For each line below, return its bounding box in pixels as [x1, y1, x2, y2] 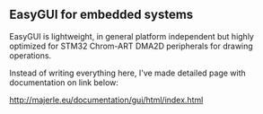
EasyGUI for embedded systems [9, 7, 194, 22]
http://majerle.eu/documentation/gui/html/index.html [9, 94, 204, 105]
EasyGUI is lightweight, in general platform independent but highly [9, 31, 254, 41]
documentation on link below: [9, 76, 119, 88]
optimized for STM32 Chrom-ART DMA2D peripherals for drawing [9, 40, 253, 51]
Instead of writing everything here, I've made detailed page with [9, 67, 247, 78]
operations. [9, 49, 52, 61]
